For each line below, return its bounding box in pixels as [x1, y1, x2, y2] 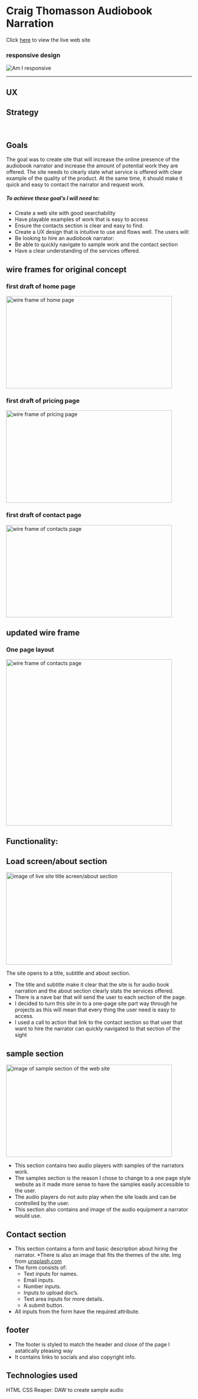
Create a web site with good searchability [14, 209, 116, 217]
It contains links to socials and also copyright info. [14, 1353, 137, 1361]
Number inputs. [23, 1283, 62, 1290]
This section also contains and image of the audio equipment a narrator [14, 1206, 189, 1213]
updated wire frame [6, 627, 80, 637]
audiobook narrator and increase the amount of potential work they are [6, 162, 179, 169]
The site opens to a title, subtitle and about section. [6, 969, 131, 977]
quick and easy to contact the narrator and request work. [6, 181, 145, 188]
